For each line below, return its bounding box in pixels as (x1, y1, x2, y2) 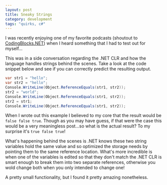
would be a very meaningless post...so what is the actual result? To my (5, 123, 151, 129)
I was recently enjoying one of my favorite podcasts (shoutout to (5, 35, 138, 41)
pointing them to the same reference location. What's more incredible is (5, 148, 153, 155)
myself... (5, 45, 23, 51)
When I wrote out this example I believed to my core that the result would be (5, 112, 162, 118)
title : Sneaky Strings (5, 12, 52, 17)
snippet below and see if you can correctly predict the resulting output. (5, 66, 151, 72)
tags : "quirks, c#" (5, 21, 46, 26)
